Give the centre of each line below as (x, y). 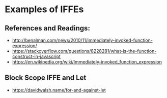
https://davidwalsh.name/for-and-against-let (59, 90)
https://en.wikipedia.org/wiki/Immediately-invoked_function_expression (87, 62)
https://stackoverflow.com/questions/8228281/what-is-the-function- (84, 51)
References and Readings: (47, 28)
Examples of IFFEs (44, 9)
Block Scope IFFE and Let (46, 78)
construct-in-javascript (36, 56)
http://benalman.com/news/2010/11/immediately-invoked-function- (82, 40)
